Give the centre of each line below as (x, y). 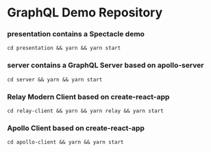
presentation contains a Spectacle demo (76, 34)
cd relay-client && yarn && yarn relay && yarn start (86, 111)
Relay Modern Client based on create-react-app (88, 97)
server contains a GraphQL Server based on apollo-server (105, 65)
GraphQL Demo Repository (85, 13)
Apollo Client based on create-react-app (76, 128)
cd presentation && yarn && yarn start (64, 48)
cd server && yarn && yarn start (55, 79)
